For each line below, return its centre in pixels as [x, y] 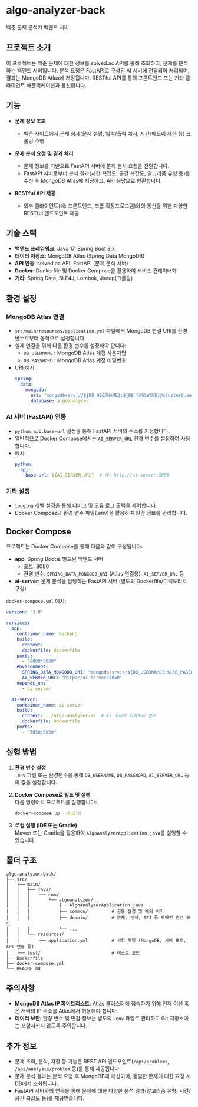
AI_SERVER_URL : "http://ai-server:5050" [72, 678]
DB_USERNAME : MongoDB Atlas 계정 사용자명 [75, 353]
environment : [33, 667]
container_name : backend [47, 634]
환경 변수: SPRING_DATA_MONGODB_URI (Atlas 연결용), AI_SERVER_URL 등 [104, 574]
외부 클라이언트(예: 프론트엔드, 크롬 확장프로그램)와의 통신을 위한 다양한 [105, 206]
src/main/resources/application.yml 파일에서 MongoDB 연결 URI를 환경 [101, 331]
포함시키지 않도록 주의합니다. [54, 1026]
